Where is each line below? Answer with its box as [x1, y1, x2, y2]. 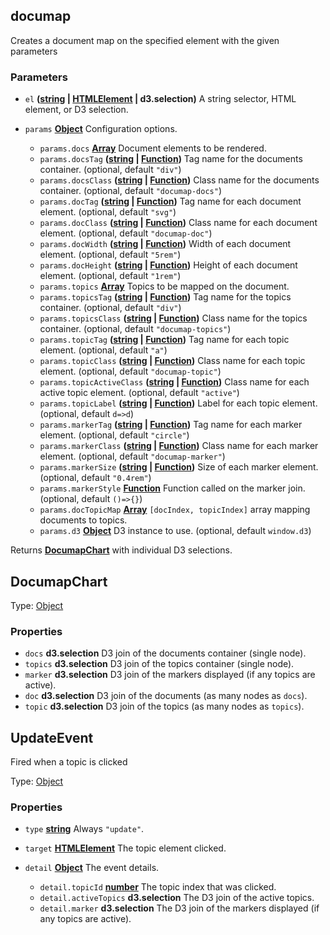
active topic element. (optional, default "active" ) [39, 387, 240, 399]
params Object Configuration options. [24, 123, 178, 135]
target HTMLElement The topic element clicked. [24, 842, 227, 854]
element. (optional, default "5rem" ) [39, 249, 182, 261]
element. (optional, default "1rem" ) [39, 270, 182, 282]
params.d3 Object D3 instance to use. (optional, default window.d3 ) [39, 525, 312, 537]
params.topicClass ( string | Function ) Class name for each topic [39, 355, 306, 367]
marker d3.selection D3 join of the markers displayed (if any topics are [24, 669, 316, 681]
